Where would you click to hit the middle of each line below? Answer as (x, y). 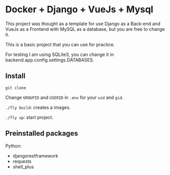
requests (22, 161)
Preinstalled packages (42, 134)
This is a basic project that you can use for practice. (60, 44)
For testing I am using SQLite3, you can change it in (60, 54)
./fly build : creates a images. (38, 107)
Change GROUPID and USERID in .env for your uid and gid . (65, 97)
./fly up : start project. (29, 117)
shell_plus (23, 167)
